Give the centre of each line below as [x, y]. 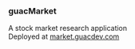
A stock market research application [68, 28]
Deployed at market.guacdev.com [64, 36]
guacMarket [33, 11]
